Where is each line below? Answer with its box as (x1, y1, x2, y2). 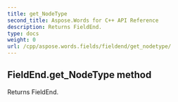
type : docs (7, 30, 39, 37)
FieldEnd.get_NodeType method (7, 69, 152, 81)
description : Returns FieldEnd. (7, 23, 102, 30)
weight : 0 (7, 37, 37, 44)
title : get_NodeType (7, 10, 68, 18)
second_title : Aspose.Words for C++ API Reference (7, 17, 159, 24)
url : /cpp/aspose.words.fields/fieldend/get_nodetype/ (7, 43, 172, 50)
